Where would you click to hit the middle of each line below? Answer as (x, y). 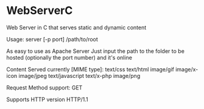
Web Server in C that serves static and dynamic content (76, 27)
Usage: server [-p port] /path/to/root (52, 39)
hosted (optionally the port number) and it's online (69, 57)
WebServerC (40, 11)
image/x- (187, 69)
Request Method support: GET (44, 87)
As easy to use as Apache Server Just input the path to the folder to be (95, 51)
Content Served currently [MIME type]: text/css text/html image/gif (90, 69)
